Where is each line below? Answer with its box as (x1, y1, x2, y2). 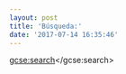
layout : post (9, 13, 58, 23)
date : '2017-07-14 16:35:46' (9, 30, 119, 39)
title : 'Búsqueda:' (9, 22, 83, 31)
